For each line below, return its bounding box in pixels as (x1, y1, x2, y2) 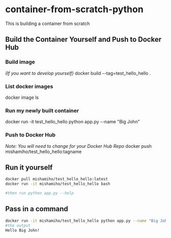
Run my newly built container (5, 107, 79, 114)
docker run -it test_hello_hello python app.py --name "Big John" (5, 119, 140, 125)
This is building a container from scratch (5, 20, 90, 27)
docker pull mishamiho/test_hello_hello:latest (5, 177, 108, 182)
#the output (5, 223, 31, 228)
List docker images (5, 83, 53, 90)
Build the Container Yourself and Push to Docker (5, 35, 162, 44)
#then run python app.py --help (5, 191, 74, 196)
